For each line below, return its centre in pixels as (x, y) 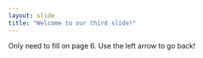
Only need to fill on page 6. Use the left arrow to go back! (102, 45)
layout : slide (32, 15)
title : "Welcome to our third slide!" (72, 23)
